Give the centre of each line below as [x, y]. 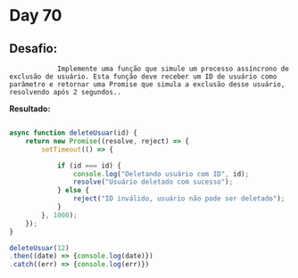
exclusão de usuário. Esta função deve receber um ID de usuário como [143, 77]
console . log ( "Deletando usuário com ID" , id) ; [161, 174]
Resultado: [30, 109]
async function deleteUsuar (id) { [74, 133]
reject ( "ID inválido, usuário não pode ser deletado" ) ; [179, 199]
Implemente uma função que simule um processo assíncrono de [173, 69]
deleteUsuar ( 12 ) [39, 248]
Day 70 [36, 16]
